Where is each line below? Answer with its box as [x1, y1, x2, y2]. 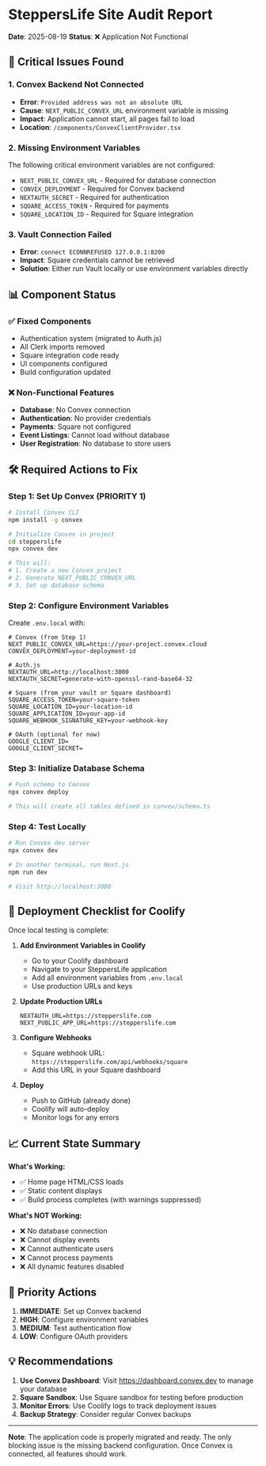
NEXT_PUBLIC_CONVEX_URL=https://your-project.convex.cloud [8, 641, 207, 649]
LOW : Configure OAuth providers [19, 1332, 128, 1342]
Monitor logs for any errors [31, 1112, 120, 1123]
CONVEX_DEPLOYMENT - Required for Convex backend [19, 184, 184, 193]
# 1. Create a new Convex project [8, 567, 123, 575]
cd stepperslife [8, 538, 62, 545]
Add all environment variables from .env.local [31, 973, 184, 982]
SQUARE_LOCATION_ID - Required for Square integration [19, 209, 194, 219]
